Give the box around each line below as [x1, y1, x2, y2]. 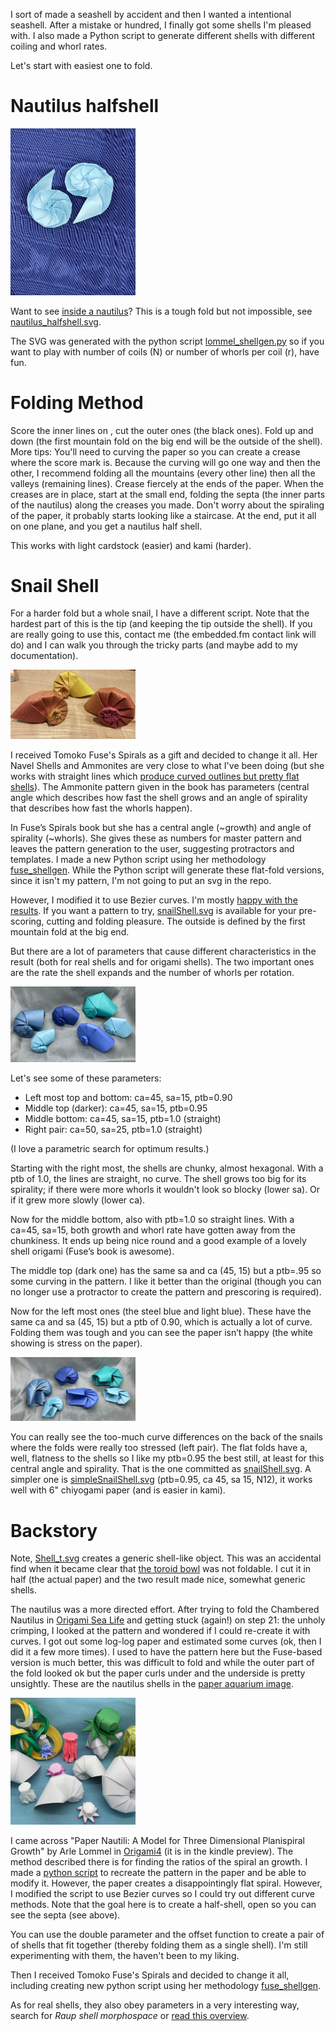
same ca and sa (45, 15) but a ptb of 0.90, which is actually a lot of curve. [10, 1315, 313, 1328]
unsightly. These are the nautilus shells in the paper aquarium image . [10, 1678, 294, 1690]
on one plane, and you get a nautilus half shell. [10, 520, 203, 532]
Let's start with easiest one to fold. [10, 60, 153, 71]
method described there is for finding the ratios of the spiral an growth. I [10, 1856, 308, 1868]
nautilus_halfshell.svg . [10, 315, 102, 328]
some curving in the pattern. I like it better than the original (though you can [10, 1275, 322, 1287]
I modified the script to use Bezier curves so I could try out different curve [10, 1888, 315, 1900]
